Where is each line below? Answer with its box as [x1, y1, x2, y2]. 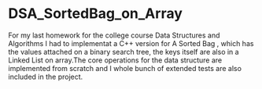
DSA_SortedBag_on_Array [8, 5, 183, 23]
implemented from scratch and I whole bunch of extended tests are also [8, 63, 242, 73]
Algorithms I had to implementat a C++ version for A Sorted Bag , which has [8, 38, 254, 48]
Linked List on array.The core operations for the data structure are [8, 55, 223, 65]
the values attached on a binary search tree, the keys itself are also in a [8, 47, 239, 56]
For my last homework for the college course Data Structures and [8, 30, 220, 40]
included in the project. [8, 72, 83, 81]
